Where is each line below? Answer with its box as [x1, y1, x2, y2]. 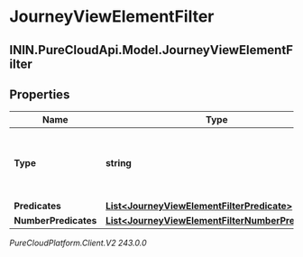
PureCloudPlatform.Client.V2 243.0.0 [9, 237, 147, 249]
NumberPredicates [14, 215, 97, 227]
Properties [9, 87, 70, 102]
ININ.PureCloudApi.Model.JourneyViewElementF [9, 42, 293, 58]
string [105, 157, 133, 170]
